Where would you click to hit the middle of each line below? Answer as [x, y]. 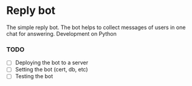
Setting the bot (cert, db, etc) [51, 70]
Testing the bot [34, 76]
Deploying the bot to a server [52, 63]
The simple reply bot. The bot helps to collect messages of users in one [96, 27]
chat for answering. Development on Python [62, 33]
